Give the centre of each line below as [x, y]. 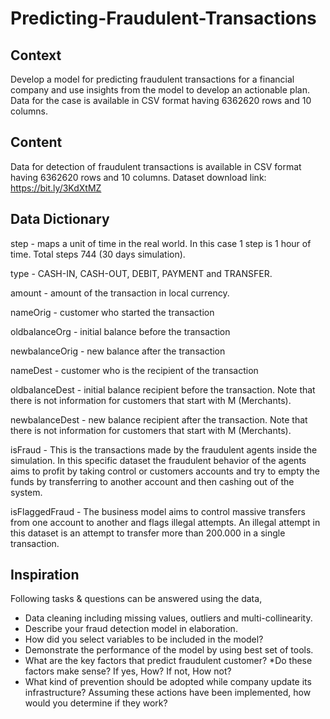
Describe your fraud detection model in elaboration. [131, 629]
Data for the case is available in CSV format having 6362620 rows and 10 [161, 100]
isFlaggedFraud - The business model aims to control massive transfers [158, 511]
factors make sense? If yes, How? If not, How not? [128, 671]
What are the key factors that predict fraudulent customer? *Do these [168, 661]
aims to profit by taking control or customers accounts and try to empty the [165, 471]
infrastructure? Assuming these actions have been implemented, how [168, 693]
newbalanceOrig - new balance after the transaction [118, 351]
